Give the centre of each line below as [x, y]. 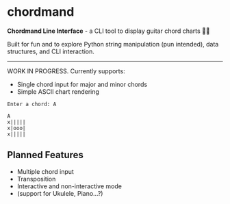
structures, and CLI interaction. [51, 51]
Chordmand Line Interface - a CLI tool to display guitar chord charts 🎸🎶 [108, 31]
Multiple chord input [45, 171]
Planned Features [46, 155]
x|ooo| [16, 128]
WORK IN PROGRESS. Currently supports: [66, 71]
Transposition [36, 179]
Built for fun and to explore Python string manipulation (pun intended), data [113, 44]
